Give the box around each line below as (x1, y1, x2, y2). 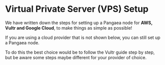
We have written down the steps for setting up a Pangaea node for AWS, (5, 20, 153, 26)
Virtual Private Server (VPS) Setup (5, 3, 149, 15)
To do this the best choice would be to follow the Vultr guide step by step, (5, 49, 155, 55)
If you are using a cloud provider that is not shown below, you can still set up (5, 34, 161, 40)
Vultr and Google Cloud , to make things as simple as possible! (5, 25, 132, 31)
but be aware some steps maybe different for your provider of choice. (5, 54, 147, 60)
